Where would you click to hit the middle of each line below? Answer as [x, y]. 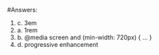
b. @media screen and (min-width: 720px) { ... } [84, 37]
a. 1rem [27, 30]
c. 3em [27, 23]
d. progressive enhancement [58, 44]
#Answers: [22, 10]
